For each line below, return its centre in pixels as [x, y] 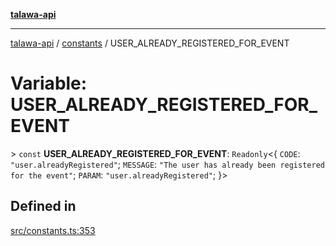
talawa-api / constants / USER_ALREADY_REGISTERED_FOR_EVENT [150, 43]
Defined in [43, 206]
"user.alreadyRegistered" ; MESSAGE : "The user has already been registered [167, 164]
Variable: [49, 83]
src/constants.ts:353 [53, 230]
